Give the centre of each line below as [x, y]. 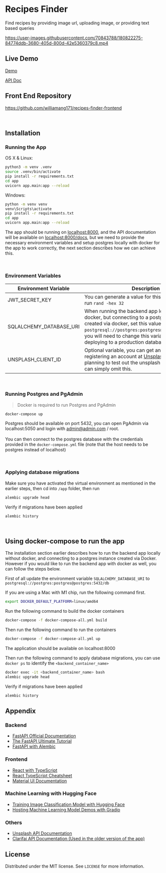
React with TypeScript [35, 770]
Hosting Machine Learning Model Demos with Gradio [66, 809]
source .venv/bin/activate [33, 172]
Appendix [21, 711]
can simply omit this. [108, 369]
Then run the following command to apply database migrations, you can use [83, 658]
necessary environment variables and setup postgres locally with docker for [83, 243]
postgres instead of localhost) [36, 450]
